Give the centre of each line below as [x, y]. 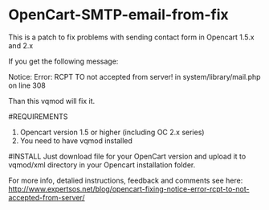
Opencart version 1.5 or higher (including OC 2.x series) [112, 132]
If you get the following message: [63, 61]
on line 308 [27, 85]
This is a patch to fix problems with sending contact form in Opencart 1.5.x [131, 37]
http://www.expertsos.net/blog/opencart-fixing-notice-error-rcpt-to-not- [129, 189]
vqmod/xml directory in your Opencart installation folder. [102, 165]
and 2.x [21, 45]
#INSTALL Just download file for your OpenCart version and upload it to [127, 156]
